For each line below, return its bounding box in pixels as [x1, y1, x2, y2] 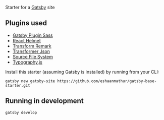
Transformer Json [12, 48, 50, 54]
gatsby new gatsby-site [5, 78, 56, 84]
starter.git [5, 83, 30, 88]
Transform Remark [12, 43, 51, 49]
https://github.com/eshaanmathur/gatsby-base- [57, 78, 157, 84]
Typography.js [12, 59, 43, 65]
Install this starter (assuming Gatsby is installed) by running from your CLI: [5, 69, 159, 75]
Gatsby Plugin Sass [12, 32, 53, 38]
